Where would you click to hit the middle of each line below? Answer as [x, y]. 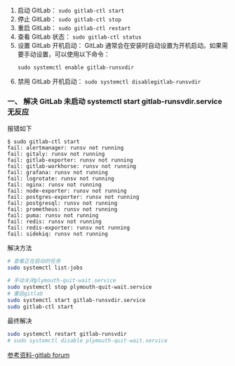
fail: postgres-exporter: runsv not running [73, 197]
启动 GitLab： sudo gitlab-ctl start [71, 10]
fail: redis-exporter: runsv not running [69, 228]
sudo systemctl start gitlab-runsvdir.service [76, 300]
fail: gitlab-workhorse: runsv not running [72, 166]
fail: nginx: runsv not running [54, 185]
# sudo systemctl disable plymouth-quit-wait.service [88, 341]
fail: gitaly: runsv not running [56, 154]
